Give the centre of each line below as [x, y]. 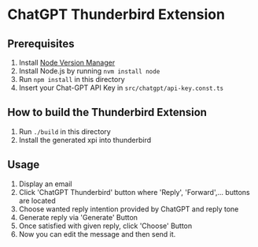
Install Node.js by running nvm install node [89, 71]
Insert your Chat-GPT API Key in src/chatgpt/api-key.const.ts [121, 88]
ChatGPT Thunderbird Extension [116, 15]
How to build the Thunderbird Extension [107, 112]
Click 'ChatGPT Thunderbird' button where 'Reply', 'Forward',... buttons [134, 192]
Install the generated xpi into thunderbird [85, 140]
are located [37, 200]
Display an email [45, 184]
